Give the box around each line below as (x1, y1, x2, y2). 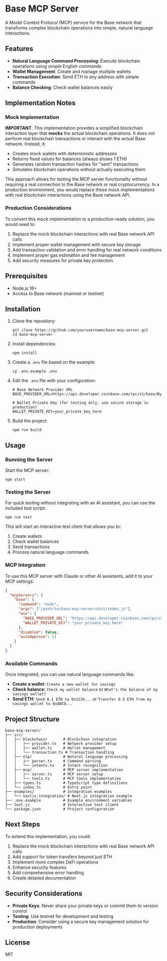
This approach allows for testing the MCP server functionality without (5, 176, 148, 182)
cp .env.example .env (12, 369, 57, 374)
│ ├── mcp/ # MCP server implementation (5, 767, 123, 772)
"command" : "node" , (18, 602, 59, 607)
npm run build (12, 428, 42, 433)
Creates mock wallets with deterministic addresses (12, 151, 117, 157)
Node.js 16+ (12, 285, 37, 291)
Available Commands (5, 660, 58, 667)
